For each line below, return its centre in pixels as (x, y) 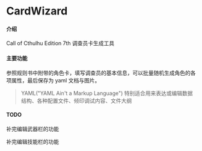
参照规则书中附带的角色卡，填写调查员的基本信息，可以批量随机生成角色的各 (101, 73)
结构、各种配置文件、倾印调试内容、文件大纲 (76, 100)
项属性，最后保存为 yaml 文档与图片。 (53, 80)
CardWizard (37, 11)
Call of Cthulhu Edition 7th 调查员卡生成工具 (60, 43)
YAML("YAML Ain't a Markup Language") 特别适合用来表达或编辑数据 (107, 93)
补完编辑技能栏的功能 (32, 141)
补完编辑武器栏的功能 (32, 129)
